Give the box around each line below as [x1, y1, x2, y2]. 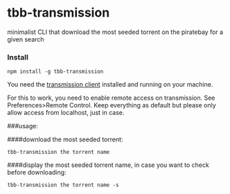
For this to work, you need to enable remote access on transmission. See [7, 94, 215, 102]
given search [7, 35, 44, 43]
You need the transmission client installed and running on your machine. [7, 80, 213, 89]
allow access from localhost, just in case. [7, 109, 125, 117]
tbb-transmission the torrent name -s [7, 182, 119, 188]
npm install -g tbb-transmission [7, 68, 104, 76]
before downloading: [7, 168, 67, 177]
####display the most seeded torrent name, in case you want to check [7, 161, 209, 169]
